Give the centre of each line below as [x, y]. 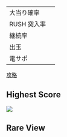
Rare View [26, 128]
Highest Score [34, 94]
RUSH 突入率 [28, 24]
